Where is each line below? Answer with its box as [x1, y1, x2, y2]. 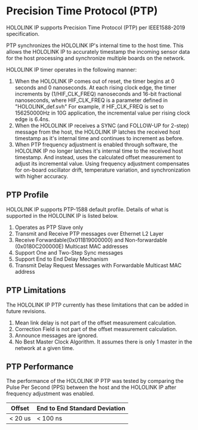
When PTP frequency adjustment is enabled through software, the [14, 141, 178, 148]
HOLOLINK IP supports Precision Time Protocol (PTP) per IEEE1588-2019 [6, 24, 185, 31]
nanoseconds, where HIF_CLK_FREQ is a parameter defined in [14, 97, 168, 104]
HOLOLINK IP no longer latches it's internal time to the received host [14, 147, 183, 154]
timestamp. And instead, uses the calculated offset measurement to [14, 153, 181, 160]
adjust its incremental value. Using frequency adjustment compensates [14, 160, 190, 167]
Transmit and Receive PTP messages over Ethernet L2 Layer [14, 230, 164, 237]
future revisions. [6, 307, 47, 314]
